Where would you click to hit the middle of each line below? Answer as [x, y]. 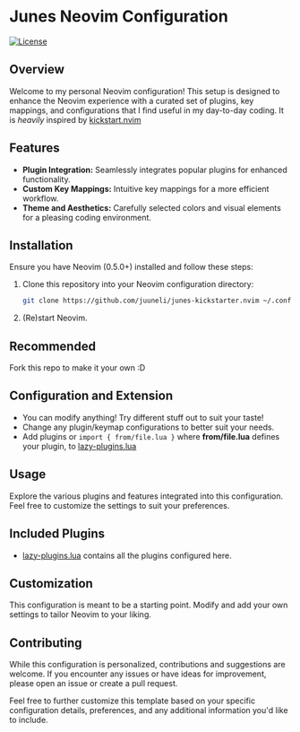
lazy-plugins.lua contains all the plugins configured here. [127, 555]
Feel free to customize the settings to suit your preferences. [120, 505]
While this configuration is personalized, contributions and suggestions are [147, 665]
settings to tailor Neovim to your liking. [81, 614]
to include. [29, 720]
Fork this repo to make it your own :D [77, 368]
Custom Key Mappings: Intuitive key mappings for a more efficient [146, 188]
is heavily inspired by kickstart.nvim [75, 119]
